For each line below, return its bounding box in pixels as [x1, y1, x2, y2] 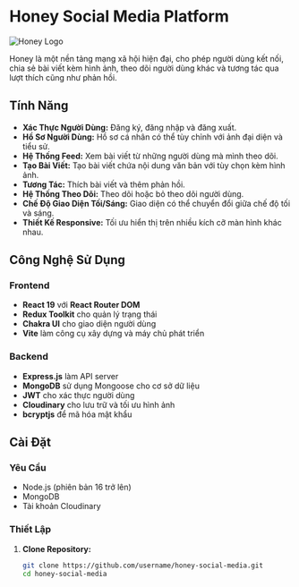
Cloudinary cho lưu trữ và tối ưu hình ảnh [21, 399, 175, 410]
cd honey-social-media [21, 569, 107, 578]
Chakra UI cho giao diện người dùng [21, 319, 157, 329]
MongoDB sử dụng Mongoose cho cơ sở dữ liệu [21, 380, 200, 391]
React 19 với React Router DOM [21, 300, 141, 311]
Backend [9, 351, 49, 363]
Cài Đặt [9, 435, 52, 450]
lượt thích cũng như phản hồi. [9, 72, 118, 82]
